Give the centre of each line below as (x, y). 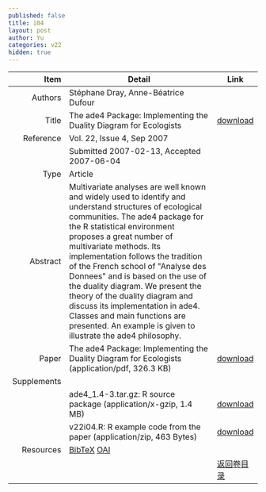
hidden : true (30, 52)
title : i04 (26, 23)
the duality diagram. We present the (135, 286)
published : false (37, 15)
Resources (42, 450)
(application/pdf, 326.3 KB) (120, 368)
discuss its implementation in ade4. (134, 306)
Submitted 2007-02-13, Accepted (135, 151)
